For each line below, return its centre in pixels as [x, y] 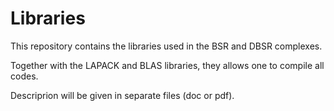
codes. [24, 76]
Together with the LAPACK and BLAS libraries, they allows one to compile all [167, 65]
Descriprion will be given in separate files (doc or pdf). [122, 95]
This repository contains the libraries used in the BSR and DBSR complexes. [166, 46]
